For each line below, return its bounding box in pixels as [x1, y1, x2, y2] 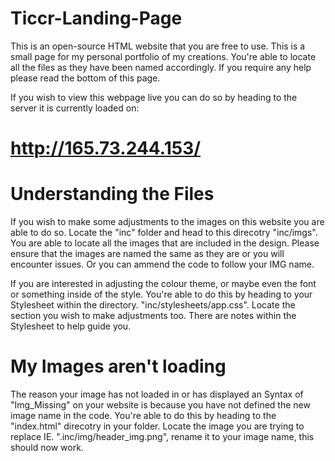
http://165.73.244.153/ [10, 137, 202, 160]
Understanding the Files [10, 183, 215, 206]
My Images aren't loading [10, 355, 227, 378]
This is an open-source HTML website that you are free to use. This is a [10, 40, 306, 52]
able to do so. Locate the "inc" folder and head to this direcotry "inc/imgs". [10, 227, 318, 239]
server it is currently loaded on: [10, 102, 140, 114]
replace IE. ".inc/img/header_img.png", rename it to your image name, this [10, 431, 315, 442]
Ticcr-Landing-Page [10, 7, 183, 30]
